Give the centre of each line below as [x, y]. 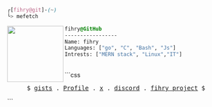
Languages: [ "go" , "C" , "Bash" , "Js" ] [120, 48]
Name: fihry [81, 41]
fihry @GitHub [83, 29]
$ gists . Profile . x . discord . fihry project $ [116, 88]
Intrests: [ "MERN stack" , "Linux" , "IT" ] [124, 55]
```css [73, 75]
